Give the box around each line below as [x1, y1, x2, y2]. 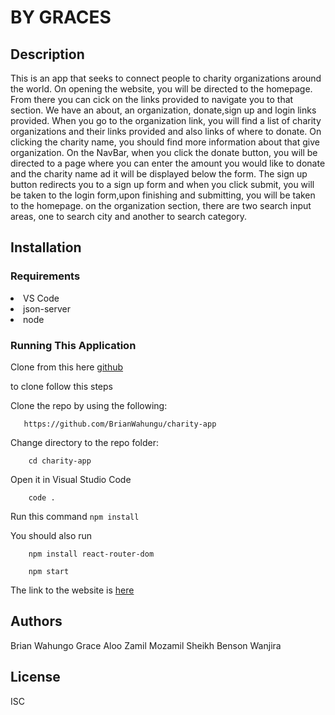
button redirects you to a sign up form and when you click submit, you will [10, 179, 315, 190]
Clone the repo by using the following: [10, 399, 168, 411]
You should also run [10, 529, 93, 541]
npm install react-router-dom [28, 549, 155, 559]
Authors [10, 613, 63, 630]
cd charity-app [28, 456, 92, 466]
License [10, 669, 61, 686]
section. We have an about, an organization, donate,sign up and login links [10, 104, 317, 116]
